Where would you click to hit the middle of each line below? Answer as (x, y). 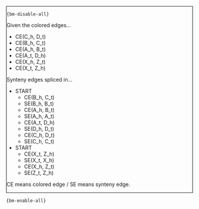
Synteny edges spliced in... (40, 80)
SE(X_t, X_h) (39, 160)
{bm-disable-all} (28, 14)
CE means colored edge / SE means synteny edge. (68, 184)
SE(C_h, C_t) (39, 141)
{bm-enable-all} (26, 201)
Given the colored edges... (39, 25)
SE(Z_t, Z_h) (39, 173)
